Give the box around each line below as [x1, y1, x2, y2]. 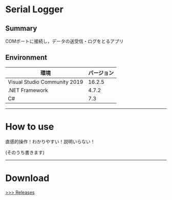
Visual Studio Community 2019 [8, 78, 83, 85]
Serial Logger [5, 4, 64, 15]
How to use [5, 121, 54, 132]
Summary [5, 24, 37, 33]
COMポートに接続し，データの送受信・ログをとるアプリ [5, 38, 124, 44]
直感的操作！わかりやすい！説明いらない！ [5, 138, 95, 144]
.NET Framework [8, 86, 49, 94]
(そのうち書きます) [5, 149, 45, 155]
